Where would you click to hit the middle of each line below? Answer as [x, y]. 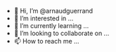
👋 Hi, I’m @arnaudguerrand [53, 11]
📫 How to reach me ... [46, 41]
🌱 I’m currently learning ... [51, 26]
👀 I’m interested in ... [44, 18]
